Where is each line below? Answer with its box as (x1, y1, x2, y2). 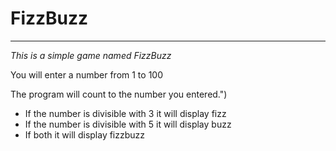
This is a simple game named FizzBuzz (10, 49, 172, 61)
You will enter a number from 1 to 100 (10, 68, 163, 81)
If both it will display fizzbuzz (24, 128, 146, 141)
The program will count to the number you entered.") (10, 88, 228, 100)
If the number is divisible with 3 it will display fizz (24, 107, 227, 119)
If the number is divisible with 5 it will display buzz (24, 118, 232, 130)
